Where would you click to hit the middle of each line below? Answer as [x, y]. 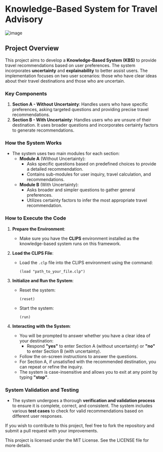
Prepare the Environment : [39, 229]
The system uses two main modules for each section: [66, 154]
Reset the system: [38, 290]
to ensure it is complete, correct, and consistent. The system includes [82, 406]
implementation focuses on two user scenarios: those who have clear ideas [81, 76]
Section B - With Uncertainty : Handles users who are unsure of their [81, 120]
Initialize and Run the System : [43, 280]
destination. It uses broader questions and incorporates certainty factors [85, 125]
